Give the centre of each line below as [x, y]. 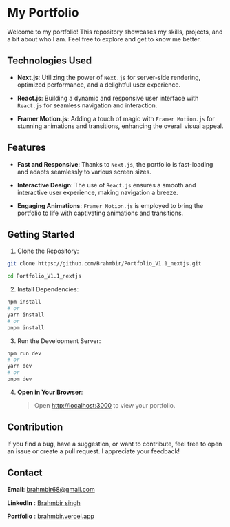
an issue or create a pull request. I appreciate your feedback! [94, 451]
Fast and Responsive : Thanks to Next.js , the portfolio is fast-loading [115, 164]
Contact [25, 473]
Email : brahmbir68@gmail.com [51, 489]
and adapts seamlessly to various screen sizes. [84, 172]
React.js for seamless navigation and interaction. [87, 105]
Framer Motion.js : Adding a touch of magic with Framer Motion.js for [116, 118]
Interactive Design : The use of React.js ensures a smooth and [106, 185]
